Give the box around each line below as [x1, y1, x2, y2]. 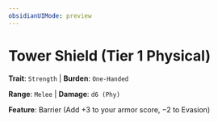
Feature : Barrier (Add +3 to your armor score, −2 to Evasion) [8, 104, 211, 114]
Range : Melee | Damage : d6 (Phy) [8, 89, 121, 99]
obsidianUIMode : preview [8, 11, 92, 20]
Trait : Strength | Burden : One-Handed [8, 74, 129, 83]
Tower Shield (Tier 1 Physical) [8, 46, 212, 65]
